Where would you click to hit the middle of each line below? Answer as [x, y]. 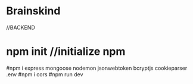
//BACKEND [21, 27]
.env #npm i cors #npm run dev [45, 74]
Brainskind [33, 11]
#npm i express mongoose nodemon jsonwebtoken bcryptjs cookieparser [97, 68]
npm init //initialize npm [66, 52]
